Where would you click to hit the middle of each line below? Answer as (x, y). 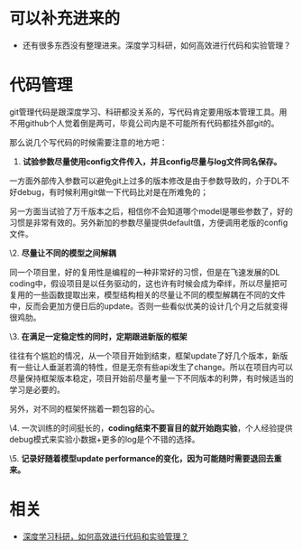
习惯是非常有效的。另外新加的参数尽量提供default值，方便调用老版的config (149, 222)
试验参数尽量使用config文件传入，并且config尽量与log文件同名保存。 (152, 161)
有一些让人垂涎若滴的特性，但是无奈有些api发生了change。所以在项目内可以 (151, 367)
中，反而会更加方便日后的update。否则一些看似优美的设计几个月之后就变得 (149, 306)
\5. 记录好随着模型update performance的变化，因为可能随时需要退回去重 (146, 458)
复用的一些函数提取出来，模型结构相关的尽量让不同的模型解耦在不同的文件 (147, 294)
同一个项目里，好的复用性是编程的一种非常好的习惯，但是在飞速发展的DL (145, 272)
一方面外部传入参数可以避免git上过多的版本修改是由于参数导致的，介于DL (146, 181)
